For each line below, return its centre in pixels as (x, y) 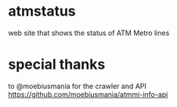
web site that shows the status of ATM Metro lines (89, 33)
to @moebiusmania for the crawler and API (78, 86)
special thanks (57, 64)
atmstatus (42, 11)
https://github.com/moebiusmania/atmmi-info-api (88, 94)
